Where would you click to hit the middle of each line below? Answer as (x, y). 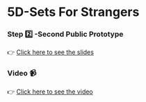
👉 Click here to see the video (50, 92)
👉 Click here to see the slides (50, 52)
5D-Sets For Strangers (73, 12)
